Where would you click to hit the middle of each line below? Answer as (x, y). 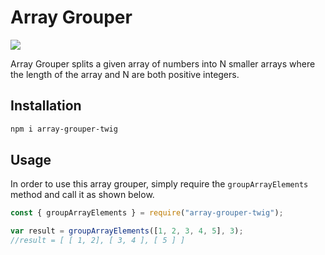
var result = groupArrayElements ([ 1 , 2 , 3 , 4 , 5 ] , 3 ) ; (127, 231)
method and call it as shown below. (82, 195)
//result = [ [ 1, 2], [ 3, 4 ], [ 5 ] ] (98, 241)
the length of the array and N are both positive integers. (125, 74)
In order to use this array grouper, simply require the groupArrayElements (159, 184)
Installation (46, 106)
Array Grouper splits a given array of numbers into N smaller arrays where (163, 63)
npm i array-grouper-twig (64, 129)
